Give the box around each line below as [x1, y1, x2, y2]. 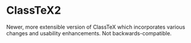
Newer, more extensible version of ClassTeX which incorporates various [6, 23, 186, 30]
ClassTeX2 [6, 4, 62, 17]
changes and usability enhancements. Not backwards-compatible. [6, 29, 172, 36]
